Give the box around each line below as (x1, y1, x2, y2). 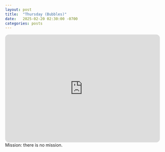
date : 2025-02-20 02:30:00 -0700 (5, 16, 78, 21)
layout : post (5, 7, 32, 12)
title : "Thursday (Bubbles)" (5, 12, 67, 17)
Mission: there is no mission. (5, 142, 63, 148)
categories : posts (5, 21, 43, 26)
